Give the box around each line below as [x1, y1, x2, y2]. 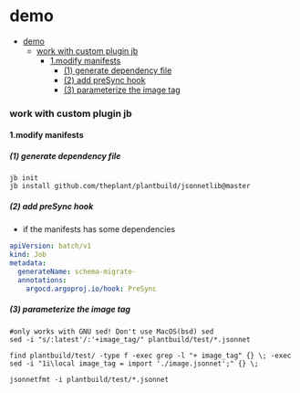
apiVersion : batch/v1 [9, 241, 92, 251]
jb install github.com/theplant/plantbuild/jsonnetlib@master [9, 182, 251, 191]
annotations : [17, 275, 67, 284]
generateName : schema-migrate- [17, 267, 137, 277]
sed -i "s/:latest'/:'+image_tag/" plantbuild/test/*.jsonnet [9, 335, 251, 344]
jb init [9, 174, 39, 183]
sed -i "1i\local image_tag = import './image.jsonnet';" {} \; [9, 358, 259, 368]
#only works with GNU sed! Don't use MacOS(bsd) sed [9, 326, 214, 336]
